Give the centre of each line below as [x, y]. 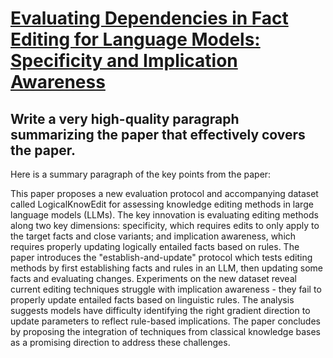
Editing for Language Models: [135, 39]
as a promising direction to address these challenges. [120, 342]
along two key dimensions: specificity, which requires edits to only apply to [165, 225]
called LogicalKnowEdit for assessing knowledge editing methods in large [162, 204]
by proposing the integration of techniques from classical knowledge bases [166, 331]
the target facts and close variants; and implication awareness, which [153, 236]
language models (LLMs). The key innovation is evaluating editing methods [164, 215]
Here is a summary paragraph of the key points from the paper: [141, 174]
